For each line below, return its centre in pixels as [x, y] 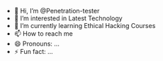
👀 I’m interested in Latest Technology [68, 18]
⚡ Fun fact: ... [33, 52]
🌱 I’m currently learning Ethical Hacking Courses [85, 26]
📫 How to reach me [43, 34]
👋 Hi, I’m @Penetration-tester [57, 11]
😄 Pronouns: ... [37, 43]
